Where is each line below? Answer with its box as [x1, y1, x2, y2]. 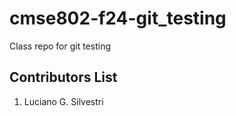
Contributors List [9, 69, 118, 86]
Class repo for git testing [9, 40, 111, 52]
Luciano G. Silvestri [23, 95, 104, 107]
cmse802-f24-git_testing [9, 7, 227, 30]
